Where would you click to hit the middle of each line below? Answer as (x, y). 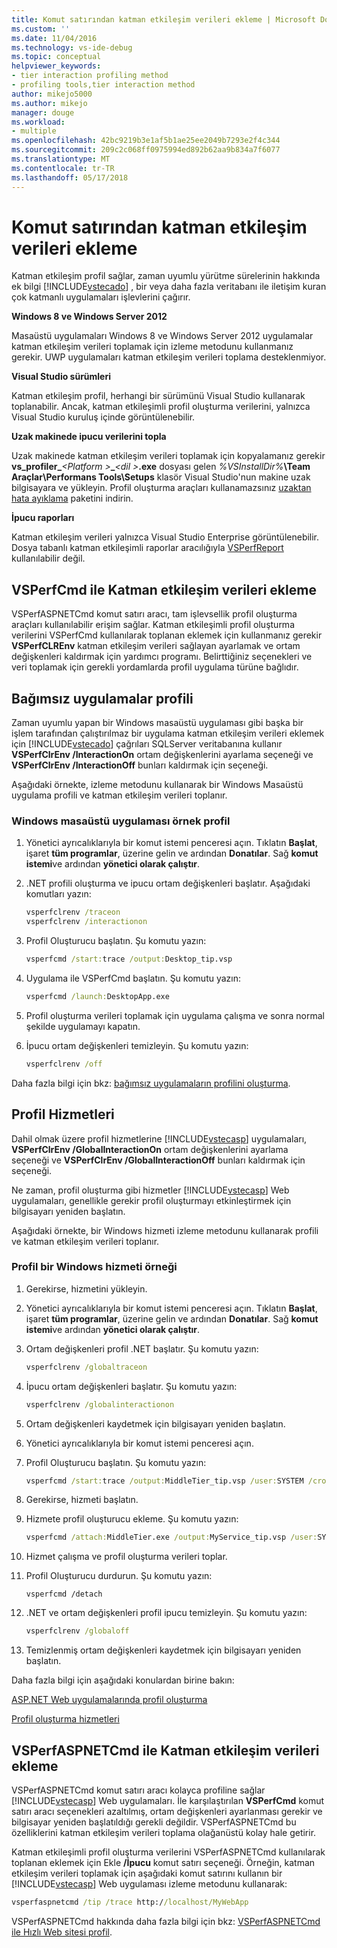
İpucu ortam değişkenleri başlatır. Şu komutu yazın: (131, 1386)
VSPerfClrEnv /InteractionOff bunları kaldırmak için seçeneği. (140, 765)
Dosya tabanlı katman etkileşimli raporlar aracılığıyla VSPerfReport (147, 548)
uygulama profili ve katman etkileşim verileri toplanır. (119, 795)
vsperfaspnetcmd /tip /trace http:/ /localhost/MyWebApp (130, 1902)
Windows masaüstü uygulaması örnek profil (121, 821)
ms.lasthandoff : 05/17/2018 (70, 177)
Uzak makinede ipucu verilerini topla (89, 437)
